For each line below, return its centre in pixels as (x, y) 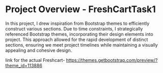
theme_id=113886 (24, 65)
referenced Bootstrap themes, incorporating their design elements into (79, 34)
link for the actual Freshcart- (35, 60)
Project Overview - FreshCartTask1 (81, 9)
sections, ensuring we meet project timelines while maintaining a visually (81, 45)
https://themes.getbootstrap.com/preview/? (112, 60)
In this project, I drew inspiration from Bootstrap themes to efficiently (77, 23)
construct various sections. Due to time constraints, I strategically (74, 28)
